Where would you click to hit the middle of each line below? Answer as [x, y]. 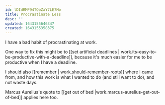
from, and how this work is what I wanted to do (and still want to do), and [80, 77]
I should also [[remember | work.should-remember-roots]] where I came [79, 72]
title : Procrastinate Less [33, 14]
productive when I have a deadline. [41, 62]
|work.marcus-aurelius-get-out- [127, 92]
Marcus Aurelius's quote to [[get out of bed [49, 92]
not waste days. [21, 83]
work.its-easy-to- [139, 52]
